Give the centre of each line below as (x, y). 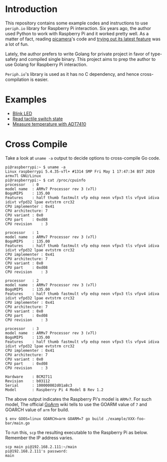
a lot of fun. (17, 44)
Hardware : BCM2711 (29, 377)
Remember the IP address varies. (39, 438)
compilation (17, 79)
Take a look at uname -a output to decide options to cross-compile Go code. (83, 158)
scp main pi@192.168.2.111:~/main (41, 447)
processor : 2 (22, 280)
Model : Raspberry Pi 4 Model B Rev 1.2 (54, 390)
